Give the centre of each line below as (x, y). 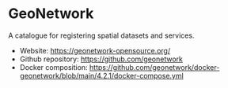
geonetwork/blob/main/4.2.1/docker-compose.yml (101, 75)
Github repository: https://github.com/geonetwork (101, 59)
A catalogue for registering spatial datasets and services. (101, 35)
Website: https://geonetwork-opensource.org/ (95, 50)
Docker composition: (54, 67)
